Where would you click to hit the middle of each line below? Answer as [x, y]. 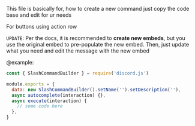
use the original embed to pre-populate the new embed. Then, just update [98, 44]
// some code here [40, 106]
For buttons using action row [42, 27]
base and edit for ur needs [39, 15]
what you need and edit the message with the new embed [78, 51]
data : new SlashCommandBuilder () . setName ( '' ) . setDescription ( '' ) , [96, 90]
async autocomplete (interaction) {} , [59, 95]
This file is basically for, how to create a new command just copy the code [98, 9]
